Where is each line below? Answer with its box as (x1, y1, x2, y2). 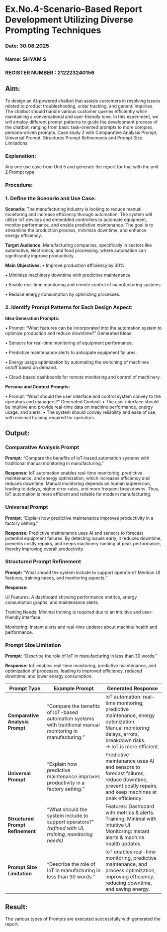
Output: (5, 429, 30, 437)
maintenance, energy (105, 712, 155, 719)
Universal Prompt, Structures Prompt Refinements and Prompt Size (5, 134, 143, 140)
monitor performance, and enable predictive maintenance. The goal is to (5, 222, 154, 228)
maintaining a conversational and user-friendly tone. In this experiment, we (5, 114, 159, 119)
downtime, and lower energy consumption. (5, 673, 93, 679)
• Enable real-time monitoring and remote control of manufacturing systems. (5, 282, 162, 288)
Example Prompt (54, 685, 94, 692)
